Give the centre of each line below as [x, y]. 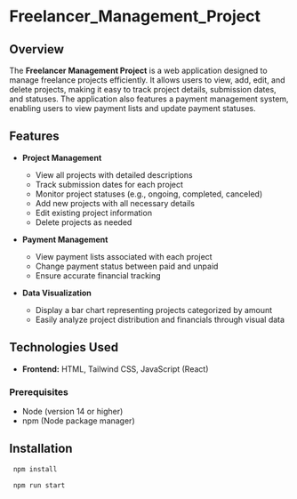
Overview [37, 49]
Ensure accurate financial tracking [98, 275]
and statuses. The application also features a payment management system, [149, 99]
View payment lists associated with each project [124, 256]
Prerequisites [39, 391]
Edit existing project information [94, 213]
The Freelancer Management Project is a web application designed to [139, 70]
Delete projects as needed [84, 222]
